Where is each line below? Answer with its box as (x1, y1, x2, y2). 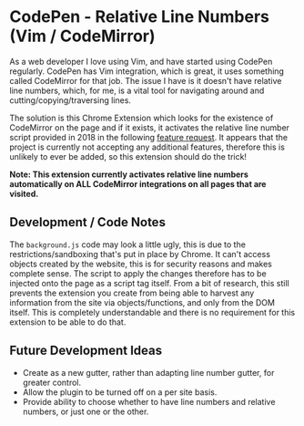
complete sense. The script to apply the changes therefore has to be (9, 267, 267, 279)
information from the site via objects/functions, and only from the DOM (9, 296, 276, 307)
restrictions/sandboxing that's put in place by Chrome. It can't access (9, 248, 271, 259)
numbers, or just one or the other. (22, 406, 149, 417)
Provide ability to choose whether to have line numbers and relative (22, 396, 276, 407)
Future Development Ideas (9, 343, 163, 358)
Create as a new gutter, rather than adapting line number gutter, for (22, 367, 275, 378)
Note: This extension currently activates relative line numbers (9, 169, 248, 180)
